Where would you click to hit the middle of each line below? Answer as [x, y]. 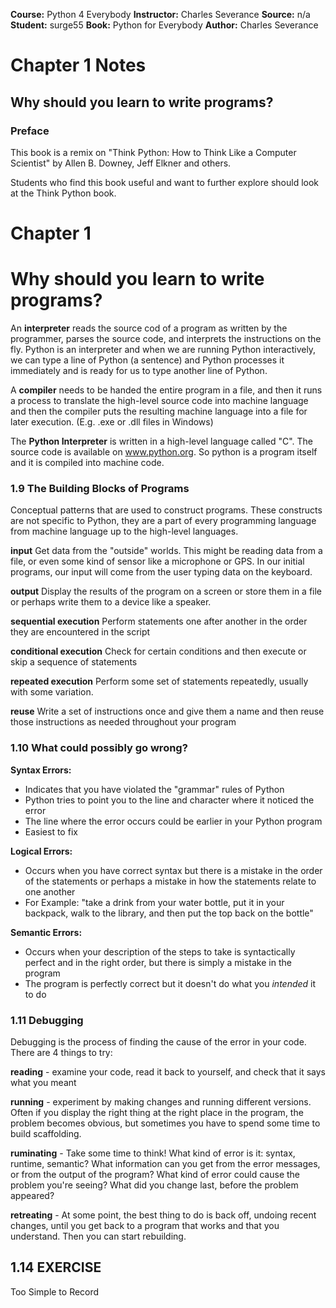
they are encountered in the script [80, 632]
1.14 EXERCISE [56, 1267]
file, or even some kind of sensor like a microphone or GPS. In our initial [157, 561]
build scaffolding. [46, 1133]
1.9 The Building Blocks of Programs [100, 488]
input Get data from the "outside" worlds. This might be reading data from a [166, 551]
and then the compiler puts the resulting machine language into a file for [159, 411]
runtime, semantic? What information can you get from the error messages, [165, 1163]
